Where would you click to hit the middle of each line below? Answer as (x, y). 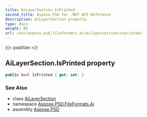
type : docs (17, 24)
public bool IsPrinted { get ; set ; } (45, 75)
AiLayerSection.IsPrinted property (60, 63)
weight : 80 (17, 29)
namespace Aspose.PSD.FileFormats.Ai (53, 104)
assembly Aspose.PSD (36, 109)
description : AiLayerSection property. (47, 19)
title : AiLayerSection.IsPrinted (40, 10)
